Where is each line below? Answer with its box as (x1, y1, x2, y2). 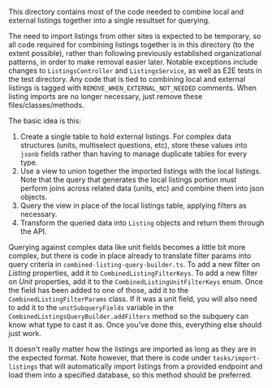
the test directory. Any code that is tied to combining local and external (8, 75, 246, 84)
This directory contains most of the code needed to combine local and (8, 7, 244, 16)
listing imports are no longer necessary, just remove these (8, 92, 203, 101)
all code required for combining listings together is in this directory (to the (8, 40, 255, 50)
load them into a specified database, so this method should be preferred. (8, 370, 253, 380)
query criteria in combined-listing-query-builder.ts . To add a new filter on (8, 260, 261, 269)
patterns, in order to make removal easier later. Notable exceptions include (8, 57, 258, 67)
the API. (19, 226, 47, 236)
